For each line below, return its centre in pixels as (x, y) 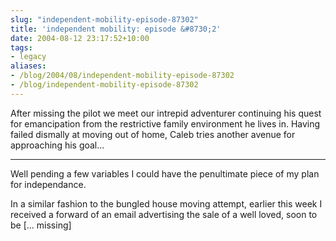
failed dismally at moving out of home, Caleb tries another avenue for (153, 134)
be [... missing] (41, 225)
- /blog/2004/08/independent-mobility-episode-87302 (122, 76)
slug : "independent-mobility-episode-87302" (104, 19)
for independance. (48, 184)
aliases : (28, 66)
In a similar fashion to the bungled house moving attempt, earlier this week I (166, 203)
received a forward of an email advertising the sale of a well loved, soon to (164, 214)
